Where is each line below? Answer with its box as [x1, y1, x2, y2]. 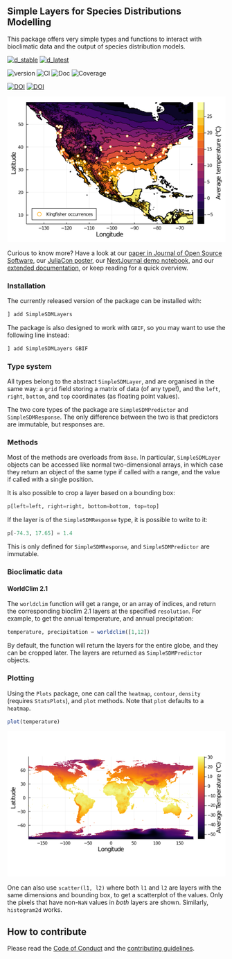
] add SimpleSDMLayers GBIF [7, 345, 89, 352]
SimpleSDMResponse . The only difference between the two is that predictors [7, 413, 219, 422]
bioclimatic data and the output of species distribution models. [7, 42, 186, 51]
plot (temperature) [7, 718, 60, 725]
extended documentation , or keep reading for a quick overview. [7, 263, 188, 272]
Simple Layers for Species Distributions [7, 6, 181, 17]
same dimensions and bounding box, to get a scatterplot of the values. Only [7, 891, 224, 899]
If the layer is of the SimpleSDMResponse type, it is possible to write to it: [7, 516, 208, 524]
